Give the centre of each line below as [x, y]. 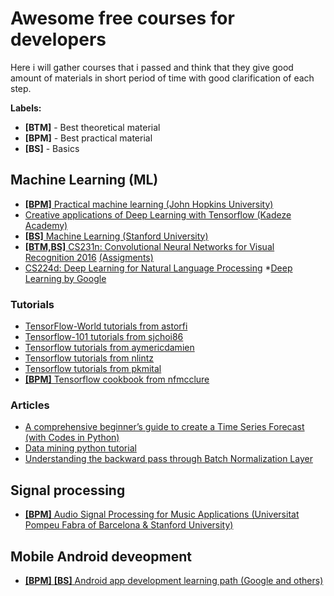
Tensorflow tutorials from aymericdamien [109, 348]
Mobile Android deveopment [101, 556]
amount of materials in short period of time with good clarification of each [162, 78]
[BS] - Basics [52, 148]
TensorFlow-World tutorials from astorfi [106, 326]
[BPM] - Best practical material [88, 138]
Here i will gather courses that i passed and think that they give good [152, 67]
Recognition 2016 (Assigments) [89, 257]
